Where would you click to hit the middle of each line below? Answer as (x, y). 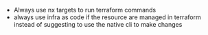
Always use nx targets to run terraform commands (85, 10)
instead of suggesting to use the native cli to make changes (98, 24)
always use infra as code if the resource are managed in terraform (107, 17)
